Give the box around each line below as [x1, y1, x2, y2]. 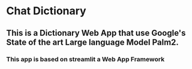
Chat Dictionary [6, 4, 86, 18]
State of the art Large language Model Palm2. [6, 37, 179, 47]
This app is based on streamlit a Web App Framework [6, 55, 165, 63]
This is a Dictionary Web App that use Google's [6, 28, 186, 38]
